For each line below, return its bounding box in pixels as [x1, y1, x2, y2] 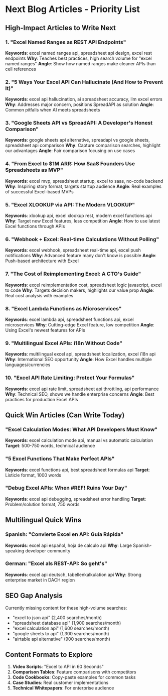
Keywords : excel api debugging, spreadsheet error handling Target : [5, 496, 146, 502]
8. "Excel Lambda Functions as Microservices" [5, 305, 122, 312]
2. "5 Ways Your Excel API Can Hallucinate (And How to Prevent [5, 78, 163, 85]
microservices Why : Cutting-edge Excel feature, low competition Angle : [5, 321, 154, 327]
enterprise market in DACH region [5, 576, 75, 583]
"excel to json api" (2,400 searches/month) [12, 614, 102, 621]
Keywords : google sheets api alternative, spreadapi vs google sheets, [5, 137, 150, 143]
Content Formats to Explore [5, 650, 93, 659]
